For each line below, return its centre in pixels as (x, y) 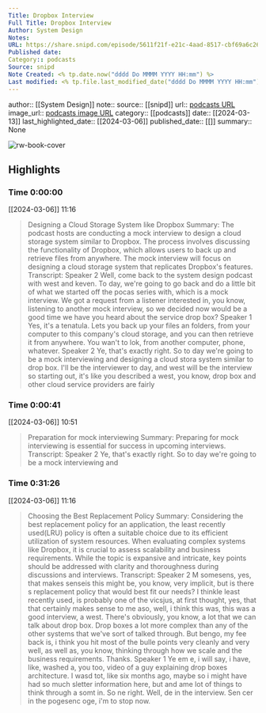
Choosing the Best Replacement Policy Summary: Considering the (135, 516)
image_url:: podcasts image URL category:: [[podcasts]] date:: (110, 112)
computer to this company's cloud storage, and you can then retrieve (141, 334)
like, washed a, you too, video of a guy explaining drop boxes (127, 667)
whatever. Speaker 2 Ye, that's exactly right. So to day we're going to (140, 351)
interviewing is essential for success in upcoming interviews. (127, 446)
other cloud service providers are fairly (91, 385)
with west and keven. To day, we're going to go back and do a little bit (141, 284)
